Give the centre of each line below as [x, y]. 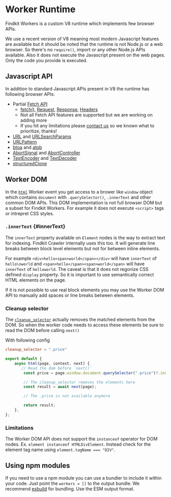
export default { [24, 359]
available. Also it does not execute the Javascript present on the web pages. [85, 55]
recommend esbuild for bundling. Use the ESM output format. [70, 489]
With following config [27, 340]
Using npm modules [38, 466]
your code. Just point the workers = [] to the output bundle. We [73, 483]
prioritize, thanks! [38, 131]
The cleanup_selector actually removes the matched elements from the [80, 320]
